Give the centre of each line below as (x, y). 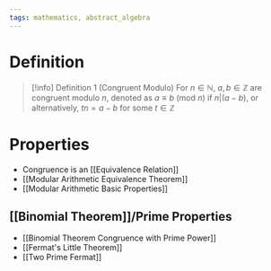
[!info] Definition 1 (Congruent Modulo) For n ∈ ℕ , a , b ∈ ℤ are (147, 87)
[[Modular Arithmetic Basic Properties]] (95, 188)
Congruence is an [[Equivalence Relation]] (101, 169)
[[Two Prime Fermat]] (62, 258)
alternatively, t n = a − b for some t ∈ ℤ (103, 108)
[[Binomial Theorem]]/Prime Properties (121, 216)
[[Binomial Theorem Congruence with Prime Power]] (119, 238)
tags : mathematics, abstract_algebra (80, 17)
